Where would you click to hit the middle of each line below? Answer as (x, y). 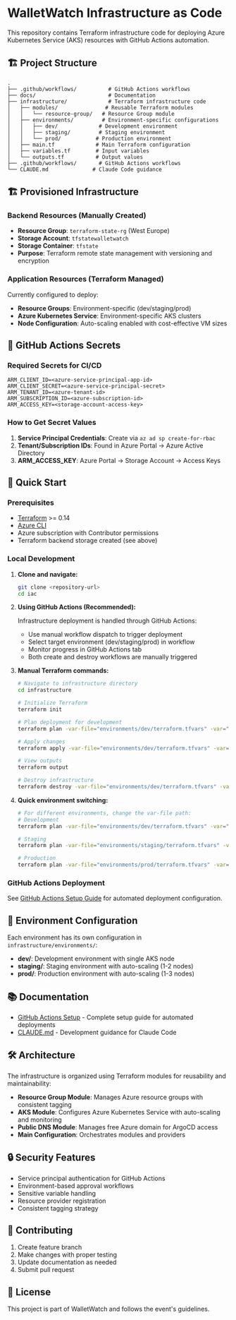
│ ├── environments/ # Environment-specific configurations (113, 120)
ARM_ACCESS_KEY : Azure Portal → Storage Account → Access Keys (119, 460)
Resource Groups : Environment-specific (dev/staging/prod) (104, 308)
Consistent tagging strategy (58, 1208)
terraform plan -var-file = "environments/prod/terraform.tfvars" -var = (123, 865)
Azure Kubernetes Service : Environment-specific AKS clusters (110, 316)
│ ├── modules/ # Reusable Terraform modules (100, 107)
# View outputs (40, 761)
